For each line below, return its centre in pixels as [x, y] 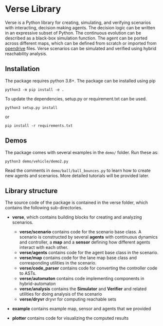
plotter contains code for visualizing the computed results [70, 318]
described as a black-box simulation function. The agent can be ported [76, 38]
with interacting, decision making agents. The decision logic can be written [80, 27]
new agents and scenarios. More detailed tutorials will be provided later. [77, 175]
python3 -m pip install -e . [35, 90]
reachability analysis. [26, 53]
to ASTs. [28, 273]
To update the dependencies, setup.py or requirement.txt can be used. [76, 99]
